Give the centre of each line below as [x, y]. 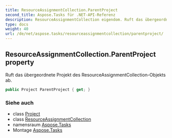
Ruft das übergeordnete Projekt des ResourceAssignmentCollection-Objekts [85, 75]
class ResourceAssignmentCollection [52, 119]
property [20, 63]
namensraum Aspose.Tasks [42, 124]
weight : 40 [17, 29]
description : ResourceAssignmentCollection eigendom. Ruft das [74, 19]
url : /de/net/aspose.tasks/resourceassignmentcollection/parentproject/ [84, 34]
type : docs [17, 24]
